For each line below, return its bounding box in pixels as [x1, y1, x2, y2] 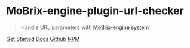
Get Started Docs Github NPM [6, 35, 80, 42]
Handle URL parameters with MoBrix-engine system [20, 24, 149, 31]
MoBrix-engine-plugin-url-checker [6, 4, 184, 18]
